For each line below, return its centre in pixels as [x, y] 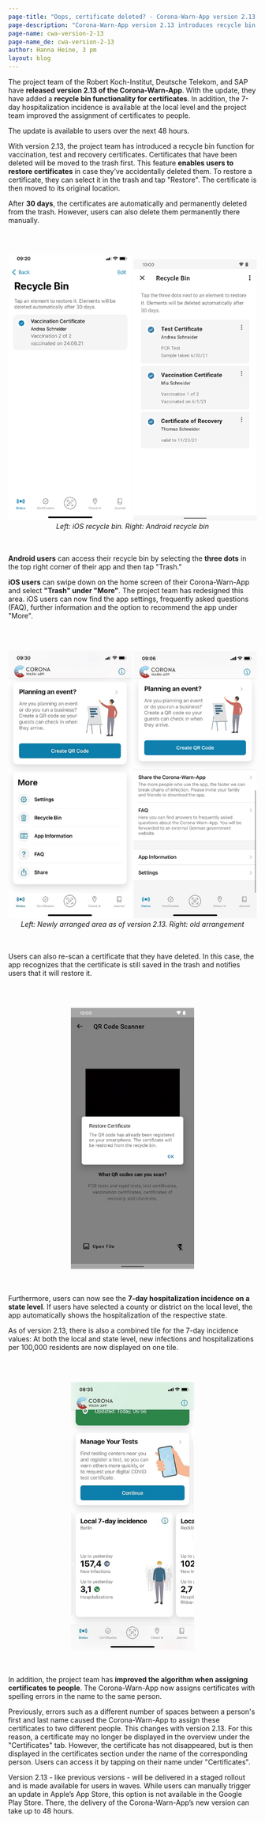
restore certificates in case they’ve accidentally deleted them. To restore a [130, 171]
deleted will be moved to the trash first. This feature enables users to [121, 163]
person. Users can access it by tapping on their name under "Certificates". [129, 1762]
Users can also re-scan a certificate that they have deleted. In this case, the [131, 956]
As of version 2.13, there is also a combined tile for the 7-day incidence [123, 1331]
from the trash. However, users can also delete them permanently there [124, 212]
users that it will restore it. [50, 973]
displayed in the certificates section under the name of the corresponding [128, 1754]
